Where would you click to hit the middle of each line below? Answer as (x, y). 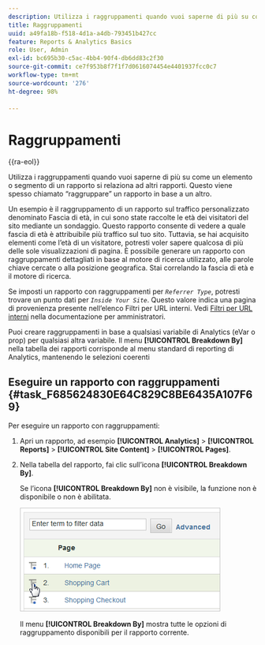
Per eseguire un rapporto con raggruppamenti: (84, 426)
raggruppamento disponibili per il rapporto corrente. (104, 632)
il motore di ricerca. (40, 276)
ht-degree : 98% (33, 92)
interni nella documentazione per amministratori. (87, 317)
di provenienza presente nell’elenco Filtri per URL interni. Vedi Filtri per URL (131, 309)
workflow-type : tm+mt (44, 75)
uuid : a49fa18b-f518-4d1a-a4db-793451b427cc (82, 33)
